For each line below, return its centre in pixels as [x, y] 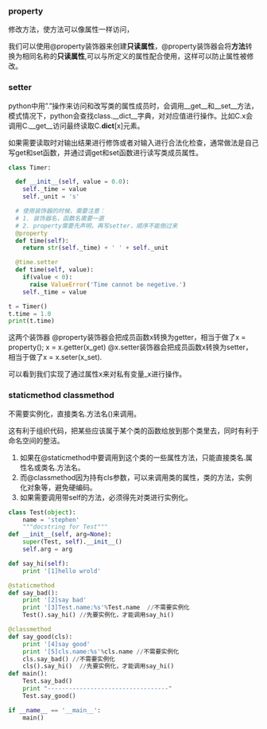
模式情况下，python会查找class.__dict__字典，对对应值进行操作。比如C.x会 [130, 115]
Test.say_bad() [48, 681]
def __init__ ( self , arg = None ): [60, 535]
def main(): [28, 674]
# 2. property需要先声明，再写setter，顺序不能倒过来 [97, 226]
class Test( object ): [43, 512]
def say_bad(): [33, 593]
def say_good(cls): [41, 637]
